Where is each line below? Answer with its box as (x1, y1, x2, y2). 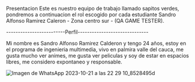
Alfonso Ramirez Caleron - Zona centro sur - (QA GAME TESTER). (6, 17, 165, 24)
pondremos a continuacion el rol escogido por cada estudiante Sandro (6, 11, 176, 18)
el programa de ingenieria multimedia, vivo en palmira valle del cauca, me (6, 46, 184, 53)
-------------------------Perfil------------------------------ (6, 28, 149, 35)
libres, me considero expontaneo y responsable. (6, 58, 122, 65)
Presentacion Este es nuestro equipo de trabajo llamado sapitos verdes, (6, 5, 180, 12)
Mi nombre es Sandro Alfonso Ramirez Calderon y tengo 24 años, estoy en (6, 40, 186, 47)
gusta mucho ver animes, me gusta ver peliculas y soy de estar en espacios (6, 52, 189, 59)
